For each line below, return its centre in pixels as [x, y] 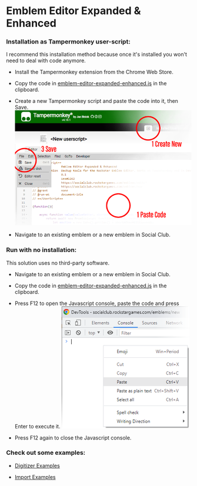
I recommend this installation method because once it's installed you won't [96, 55]
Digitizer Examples [37, 465]
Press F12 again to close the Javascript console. [73, 438]
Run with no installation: [41, 250]
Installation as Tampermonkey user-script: [68, 42]
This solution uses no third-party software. [58, 263]
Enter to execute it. [37, 426]
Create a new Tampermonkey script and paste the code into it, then [96, 101]
